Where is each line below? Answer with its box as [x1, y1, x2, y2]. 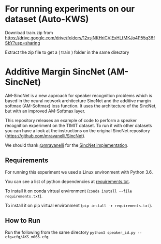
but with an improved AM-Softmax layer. [5, 108, 86, 114]
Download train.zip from [5, 30, 53, 35]
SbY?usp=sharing [5, 40, 40, 46]
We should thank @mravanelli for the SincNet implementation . [5, 142, 129, 148]
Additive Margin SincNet [5, 66, 105, 77]
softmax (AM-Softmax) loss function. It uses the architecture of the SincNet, [5, 103, 157, 108]
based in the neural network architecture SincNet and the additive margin [5, 98, 151, 104]
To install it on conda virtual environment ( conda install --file [5, 188, 132, 194]
